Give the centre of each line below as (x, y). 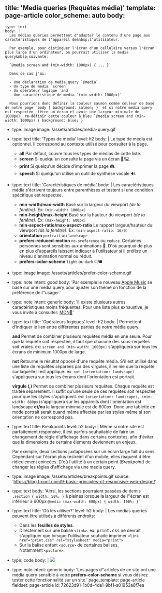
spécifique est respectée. (37, 195)
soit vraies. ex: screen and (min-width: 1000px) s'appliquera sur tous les (85, 347)
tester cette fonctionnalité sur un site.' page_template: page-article (78, 580)
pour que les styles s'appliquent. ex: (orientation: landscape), (76, 396)
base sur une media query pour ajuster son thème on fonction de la (79, 287)
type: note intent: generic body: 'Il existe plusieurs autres (69, 302)
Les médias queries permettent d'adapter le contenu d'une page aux (80, 35)
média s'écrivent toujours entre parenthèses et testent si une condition (82, 190)
